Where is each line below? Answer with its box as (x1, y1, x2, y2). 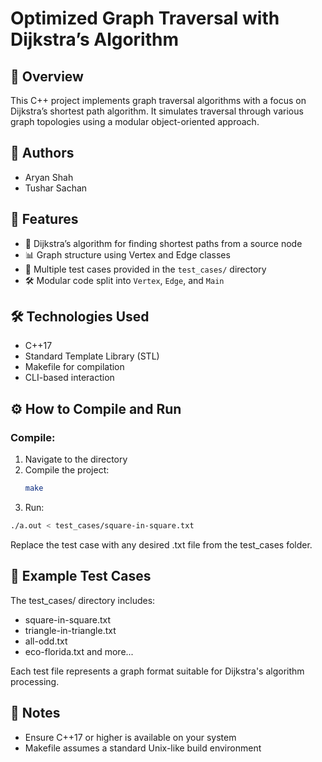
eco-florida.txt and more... (24, 645, 134, 657)
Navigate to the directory (24, 453, 128, 466)
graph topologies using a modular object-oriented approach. (10, 116, 260, 127)
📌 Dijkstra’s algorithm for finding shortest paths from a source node (24, 237, 303, 249)
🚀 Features (10, 211, 79, 228)
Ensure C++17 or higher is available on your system (24, 731, 237, 743)
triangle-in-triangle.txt (24, 624, 117, 636)
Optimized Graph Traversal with (10, 7, 280, 30)
